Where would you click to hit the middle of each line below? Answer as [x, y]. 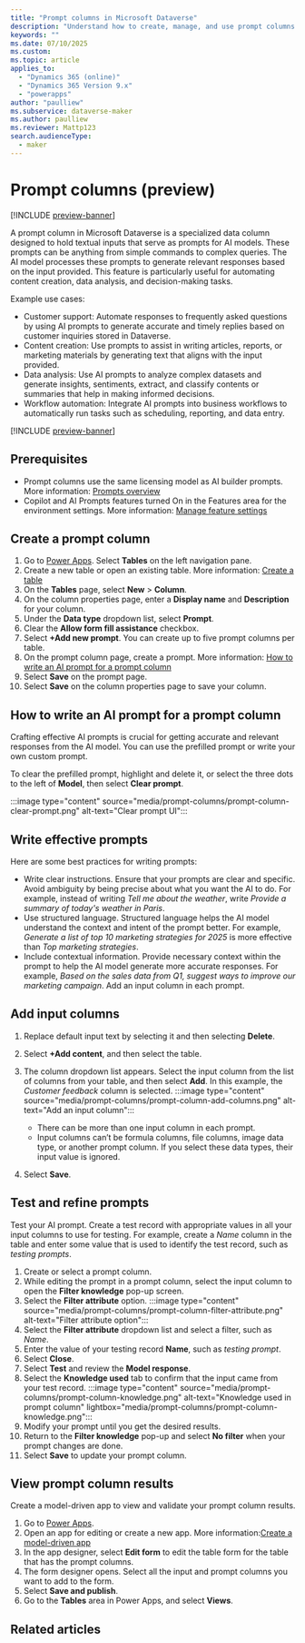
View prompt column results [92, 1483]
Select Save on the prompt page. [85, 677]
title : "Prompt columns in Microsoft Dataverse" [104, 18]
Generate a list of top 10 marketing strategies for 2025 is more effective [157, 937]
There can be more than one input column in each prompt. [146, 1127]
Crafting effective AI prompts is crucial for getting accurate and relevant [145, 737]
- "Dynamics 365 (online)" [69, 77]
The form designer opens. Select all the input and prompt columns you [156, 1572]
